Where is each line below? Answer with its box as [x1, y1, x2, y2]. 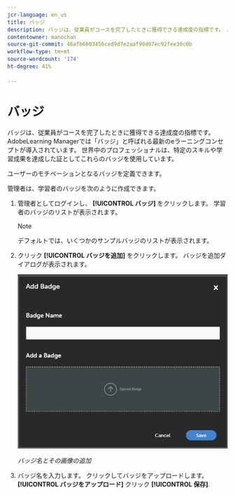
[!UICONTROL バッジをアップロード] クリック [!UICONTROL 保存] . [17, 480, 211, 488]
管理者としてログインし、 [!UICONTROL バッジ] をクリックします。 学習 [17, 199, 226, 207]
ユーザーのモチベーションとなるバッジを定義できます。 [7, 169, 166, 178]
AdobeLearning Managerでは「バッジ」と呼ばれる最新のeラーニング [7, 137, 206, 145]
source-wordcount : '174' [7, 56, 80, 63]
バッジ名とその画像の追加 [17, 456, 92, 465]
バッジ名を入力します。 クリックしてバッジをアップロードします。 [17, 471, 208, 480]
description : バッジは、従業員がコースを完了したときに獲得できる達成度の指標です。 [7, 26, 225, 33]
